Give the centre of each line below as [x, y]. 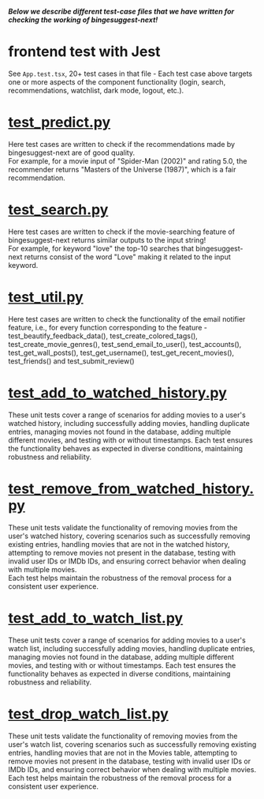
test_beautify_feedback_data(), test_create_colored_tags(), [103, 336]
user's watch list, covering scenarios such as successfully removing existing [132, 744]
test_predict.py [59, 122]
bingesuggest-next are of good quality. [72, 153]
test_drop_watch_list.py [89, 714]
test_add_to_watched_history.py [117, 392]
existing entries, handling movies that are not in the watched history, [119, 544]
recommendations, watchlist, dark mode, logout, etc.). [96, 90]
